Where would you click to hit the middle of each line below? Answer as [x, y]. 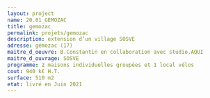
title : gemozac [29, 26]
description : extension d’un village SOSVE [71, 39]
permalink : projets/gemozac [48, 33]
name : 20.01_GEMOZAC [37, 20]
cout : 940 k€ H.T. [34, 71]
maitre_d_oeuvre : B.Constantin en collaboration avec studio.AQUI [105, 52]
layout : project [31, 13]
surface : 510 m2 [31, 78]
